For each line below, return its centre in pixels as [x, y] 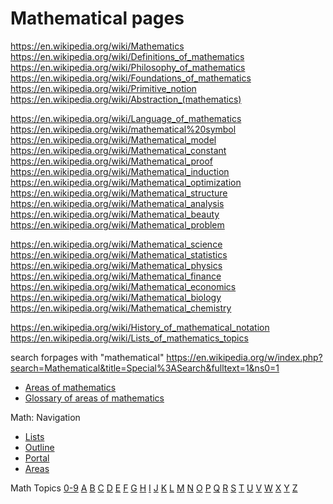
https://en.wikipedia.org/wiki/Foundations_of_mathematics [131, 78]
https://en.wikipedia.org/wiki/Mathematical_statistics [119, 254]
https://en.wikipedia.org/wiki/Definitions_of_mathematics [127, 56]
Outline [39, 447]
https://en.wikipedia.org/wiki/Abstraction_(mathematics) [126, 99]
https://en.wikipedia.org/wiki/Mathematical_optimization [126, 182]
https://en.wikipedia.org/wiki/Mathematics [97, 46]
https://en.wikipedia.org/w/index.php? [244, 357]
